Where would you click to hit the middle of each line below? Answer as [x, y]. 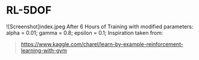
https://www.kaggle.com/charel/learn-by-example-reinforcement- [102, 44]
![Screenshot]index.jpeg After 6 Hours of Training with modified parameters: [100, 26]
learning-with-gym [44, 50]
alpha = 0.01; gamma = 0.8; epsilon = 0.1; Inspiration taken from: [85, 32]
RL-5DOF [29, 10]
